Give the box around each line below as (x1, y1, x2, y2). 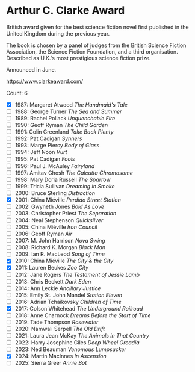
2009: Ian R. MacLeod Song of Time (14, 250, 105, 258)
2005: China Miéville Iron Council (14, 223, 97, 231)
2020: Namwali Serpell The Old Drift (14, 326, 105, 332)
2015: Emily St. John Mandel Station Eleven (14, 291, 122, 299)
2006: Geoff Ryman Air (14, 230, 73, 238)
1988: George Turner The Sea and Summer (14, 108, 122, 115)
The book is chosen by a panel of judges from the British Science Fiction (6, 42, 187, 49)
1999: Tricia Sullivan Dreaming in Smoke (14, 182, 115, 190)
